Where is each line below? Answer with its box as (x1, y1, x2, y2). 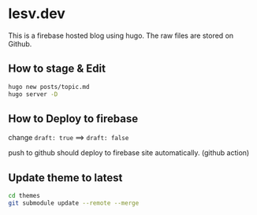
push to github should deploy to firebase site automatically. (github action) (8, 148, 250, 158)
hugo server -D (8, 90, 58, 98)
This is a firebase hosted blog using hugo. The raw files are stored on (8, 31, 234, 40)
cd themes (8, 192, 41, 200)
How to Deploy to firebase (8, 112, 139, 125)
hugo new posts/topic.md (8, 83, 90, 91)
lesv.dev (8, 5, 65, 23)
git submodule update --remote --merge (8, 199, 140, 207)
